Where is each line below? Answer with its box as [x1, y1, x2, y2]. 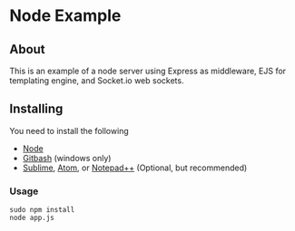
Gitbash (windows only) [22, 152, 112, 163]
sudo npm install [9, 206, 75, 215]
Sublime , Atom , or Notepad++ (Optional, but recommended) [22, 162, 248, 173]
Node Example [9, 5, 122, 26]
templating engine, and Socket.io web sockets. [9, 75, 184, 86]
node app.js [9, 214, 54, 223]
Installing [9, 101, 64, 117]
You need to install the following [9, 125, 129, 136]
